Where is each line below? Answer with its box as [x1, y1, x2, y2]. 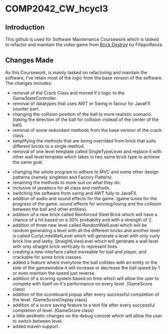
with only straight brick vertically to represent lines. [12, 243, 119, 249]
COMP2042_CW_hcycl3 [5, 3, 108, 15]
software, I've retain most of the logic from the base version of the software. [5, 75, 163, 81]
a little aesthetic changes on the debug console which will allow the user [12, 312, 162, 318]
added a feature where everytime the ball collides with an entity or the [12, 259, 158, 265]
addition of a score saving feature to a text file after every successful [12, 302, 155, 308]
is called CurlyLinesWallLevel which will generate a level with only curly [12, 233, 160, 239]
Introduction [5, 23, 45, 32]
